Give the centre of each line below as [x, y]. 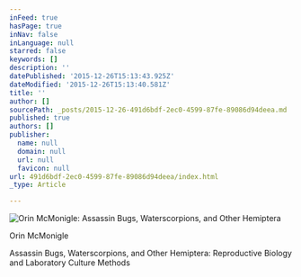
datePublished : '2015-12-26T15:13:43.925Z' [92, 76]
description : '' [40, 68]
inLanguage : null [42, 43]
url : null [35, 160]
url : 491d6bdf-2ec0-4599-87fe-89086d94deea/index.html [114, 176]
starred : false [38, 51]
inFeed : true [34, 18]
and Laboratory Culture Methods [70, 263]
